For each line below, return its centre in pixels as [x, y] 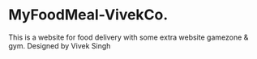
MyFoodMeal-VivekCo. [88, 15]
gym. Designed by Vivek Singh [60, 45]
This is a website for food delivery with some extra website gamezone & [128, 37]
